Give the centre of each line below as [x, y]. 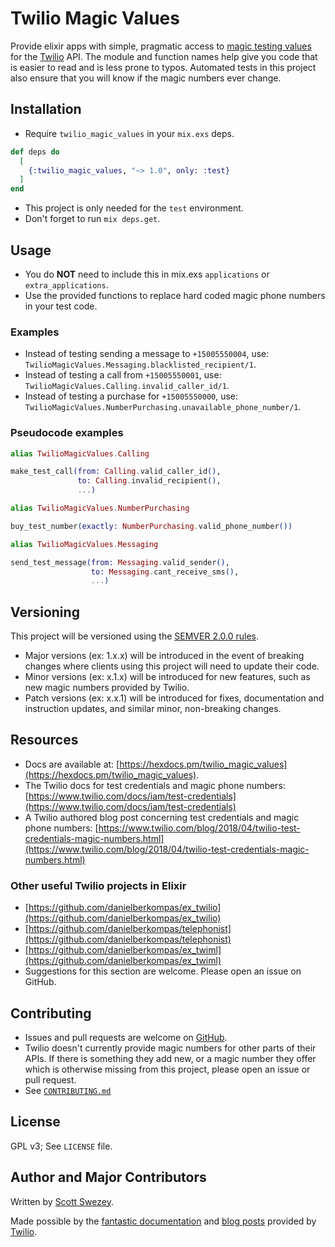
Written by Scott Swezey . [62, 1201]
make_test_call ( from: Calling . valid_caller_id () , [116, 472]
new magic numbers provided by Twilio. [107, 688]
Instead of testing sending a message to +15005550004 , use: [147, 354]
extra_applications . [66, 284]
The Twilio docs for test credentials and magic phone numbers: [155, 785]
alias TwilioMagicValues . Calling [80, 453]
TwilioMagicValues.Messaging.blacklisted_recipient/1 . [140, 364]
